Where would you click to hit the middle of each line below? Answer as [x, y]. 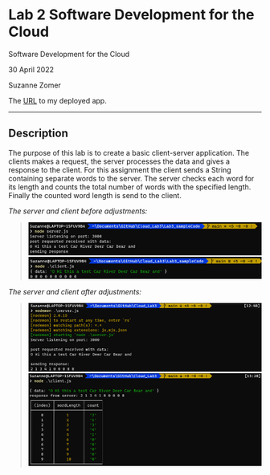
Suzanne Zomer [35, 85]
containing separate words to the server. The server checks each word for [131, 178]
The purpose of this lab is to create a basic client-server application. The [129, 152]
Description [38, 134]
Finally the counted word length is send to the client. [95, 195]
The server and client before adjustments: [78, 211]
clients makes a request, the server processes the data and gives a [119, 161]
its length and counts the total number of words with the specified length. [130, 187]
